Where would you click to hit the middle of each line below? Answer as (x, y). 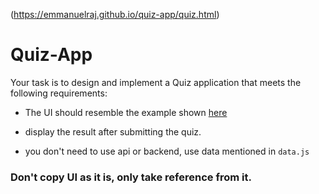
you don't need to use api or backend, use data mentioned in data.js (167, 151)
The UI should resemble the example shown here (126, 112)
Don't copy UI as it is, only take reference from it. (131, 177)
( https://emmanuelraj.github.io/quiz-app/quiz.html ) (115, 14)
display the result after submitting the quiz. (113, 131)
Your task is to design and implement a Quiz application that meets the (156, 82)
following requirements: (59, 93)
